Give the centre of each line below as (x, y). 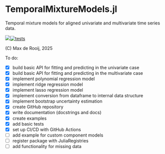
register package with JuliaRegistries (50, 141)
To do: (12, 58)
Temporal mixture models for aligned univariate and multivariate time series (83, 23)
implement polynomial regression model (54, 79)
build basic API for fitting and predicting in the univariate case (76, 67)
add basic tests (28, 124)
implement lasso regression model (48, 90)
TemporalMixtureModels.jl (61, 9)
